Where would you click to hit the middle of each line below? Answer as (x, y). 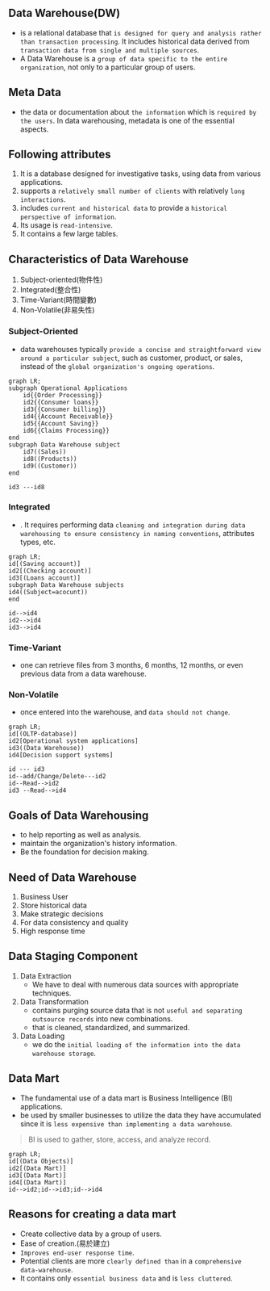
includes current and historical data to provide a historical (124, 208)
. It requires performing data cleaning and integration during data (133, 525)
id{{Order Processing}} (63, 395)
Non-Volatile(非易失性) (57, 310)
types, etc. (38, 542)
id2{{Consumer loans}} (61, 402)
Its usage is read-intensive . (66, 225)
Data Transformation (54, 1001)
